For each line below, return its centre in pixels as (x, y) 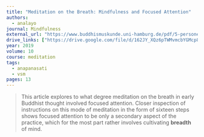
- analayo (24, 23)
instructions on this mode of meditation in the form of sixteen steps (105, 110)
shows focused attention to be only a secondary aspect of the (99, 116)
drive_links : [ (25, 40)
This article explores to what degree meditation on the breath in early (107, 97)
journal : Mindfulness (34, 29)
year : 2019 (20, 46)
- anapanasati (29, 68)
